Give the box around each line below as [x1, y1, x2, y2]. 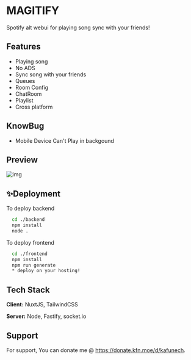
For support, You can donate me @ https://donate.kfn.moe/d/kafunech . [6, 346, 186, 354]
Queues [15, 77, 35, 84]
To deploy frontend [6, 239, 55, 246]
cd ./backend [12, 217, 45, 223]
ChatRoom [15, 90, 42, 98]
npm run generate [12, 262, 56, 268]
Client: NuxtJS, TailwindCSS [6, 301, 78, 308]
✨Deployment [6, 189, 61, 199]
